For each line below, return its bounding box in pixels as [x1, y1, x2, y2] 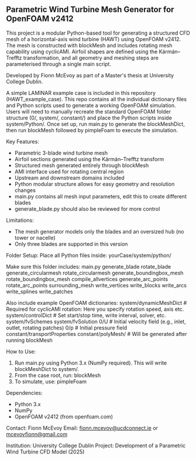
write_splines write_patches [6, 288, 73, 295]
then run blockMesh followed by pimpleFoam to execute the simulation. [6, 126, 178, 133]
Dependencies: [6, 389, 43, 396]
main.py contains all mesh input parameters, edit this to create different [14, 193, 187, 200]
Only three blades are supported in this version [14, 240, 128, 248]
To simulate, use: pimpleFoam [14, 377, 87, 385]
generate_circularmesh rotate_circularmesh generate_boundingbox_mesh [6, 269, 184, 276]
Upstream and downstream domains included [14, 174, 125, 181]
